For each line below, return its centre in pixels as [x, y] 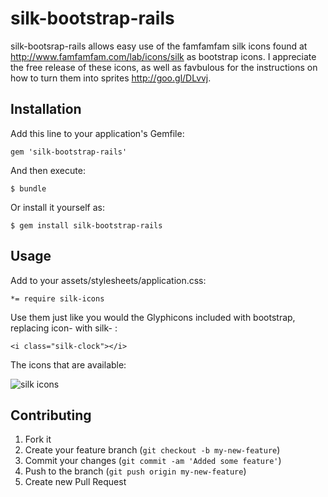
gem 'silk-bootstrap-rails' [69, 152]
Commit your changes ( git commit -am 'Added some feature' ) [153, 461]
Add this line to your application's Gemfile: [97, 133]
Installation [46, 109]
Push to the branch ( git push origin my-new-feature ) [135, 471]
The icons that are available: [68, 364]
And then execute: [48, 170]
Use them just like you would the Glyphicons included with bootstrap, [153, 317]
